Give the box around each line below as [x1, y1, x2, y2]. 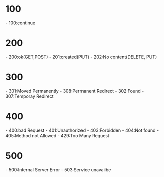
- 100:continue [5, 20, 36, 26]
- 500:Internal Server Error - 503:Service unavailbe [5, 166, 111, 173]
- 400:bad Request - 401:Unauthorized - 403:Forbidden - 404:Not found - [5, 127, 159, 133]
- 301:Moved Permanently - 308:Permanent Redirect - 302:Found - [5, 88, 144, 94]
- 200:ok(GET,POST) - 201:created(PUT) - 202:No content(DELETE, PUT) [5, 54, 157, 60]
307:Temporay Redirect [5, 93, 54, 99]
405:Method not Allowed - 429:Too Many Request [5, 132, 110, 138]
